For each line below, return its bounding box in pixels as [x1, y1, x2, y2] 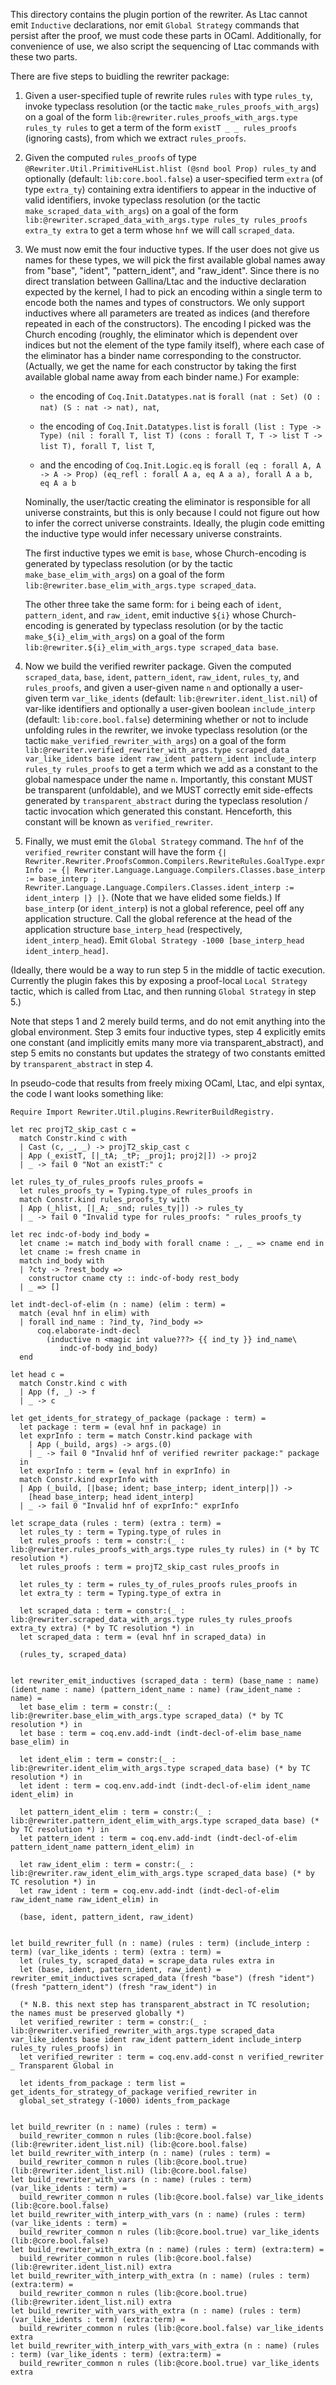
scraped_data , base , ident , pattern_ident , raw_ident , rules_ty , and [24, 671, 300, 683]
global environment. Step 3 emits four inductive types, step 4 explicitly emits [10, 1026, 326, 1038]
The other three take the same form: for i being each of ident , [24, 599, 282, 610]
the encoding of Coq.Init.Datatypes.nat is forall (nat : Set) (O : [39, 390, 322, 402]
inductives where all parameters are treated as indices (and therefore [24, 307, 310, 319]
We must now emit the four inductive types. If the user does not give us [24, 244, 320, 255]
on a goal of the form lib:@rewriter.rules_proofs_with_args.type [24, 111, 298, 123]
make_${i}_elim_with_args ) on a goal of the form [24, 630, 225, 642]
